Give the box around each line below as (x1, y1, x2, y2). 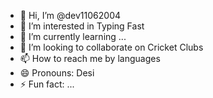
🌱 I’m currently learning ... (19, 31, 127, 42)
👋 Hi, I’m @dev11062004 (19, 10, 122, 21)
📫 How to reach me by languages (19, 53, 161, 64)
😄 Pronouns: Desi (19, 67, 95, 79)
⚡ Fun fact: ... (19, 78, 75, 90)
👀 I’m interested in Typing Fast (19, 20, 145, 32)
